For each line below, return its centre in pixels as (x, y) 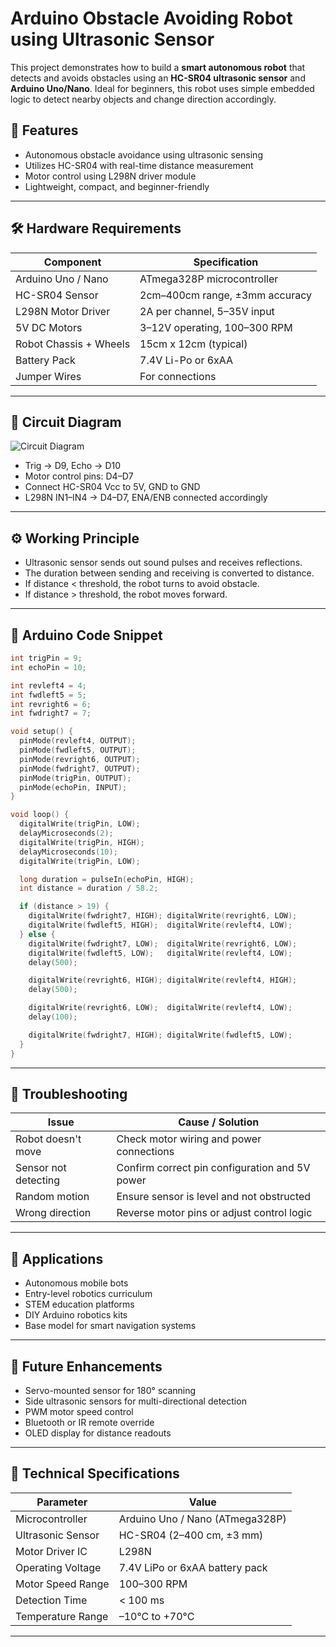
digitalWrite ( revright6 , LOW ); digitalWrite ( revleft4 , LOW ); (160, 1008)
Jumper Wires (48, 376)
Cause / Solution (219, 1122)
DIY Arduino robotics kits (76, 1315)
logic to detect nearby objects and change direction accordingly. (143, 99)
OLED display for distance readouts (98, 1433)
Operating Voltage (58, 1567)
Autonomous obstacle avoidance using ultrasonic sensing (143, 154)
